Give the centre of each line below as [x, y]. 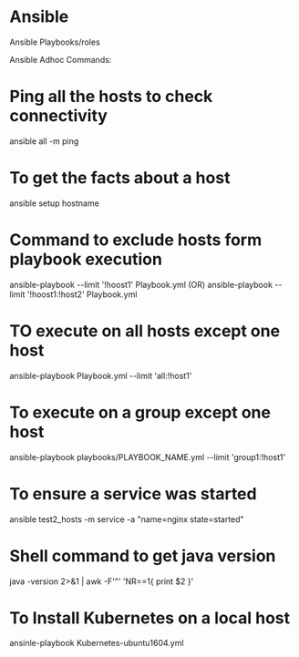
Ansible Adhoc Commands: [61, 59]
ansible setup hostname [55, 203]
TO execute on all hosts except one [145, 331]
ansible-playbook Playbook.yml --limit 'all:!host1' [101, 375]
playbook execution [86, 259]
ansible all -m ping [44, 141]
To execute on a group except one [140, 412]
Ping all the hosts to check [111, 97]
